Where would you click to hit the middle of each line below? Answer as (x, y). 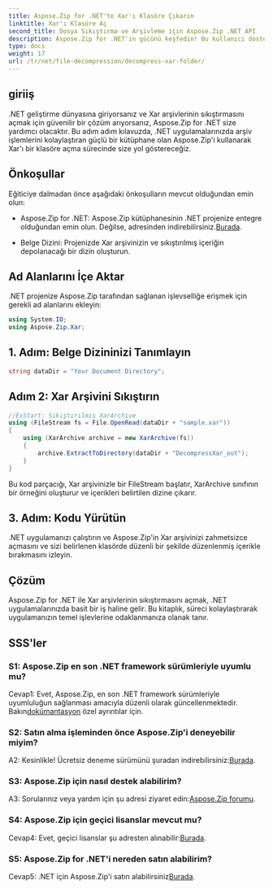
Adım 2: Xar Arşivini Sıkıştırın (84, 397)
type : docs (27, 46)
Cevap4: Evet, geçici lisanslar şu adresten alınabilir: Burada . (108, 838)
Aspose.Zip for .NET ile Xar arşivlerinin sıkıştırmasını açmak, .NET (118, 600)
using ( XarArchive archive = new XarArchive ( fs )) (109, 438)
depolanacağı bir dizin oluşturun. (75, 251)
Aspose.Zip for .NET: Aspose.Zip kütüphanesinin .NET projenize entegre (141, 218)
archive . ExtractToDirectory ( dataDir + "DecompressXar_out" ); (143, 453)
